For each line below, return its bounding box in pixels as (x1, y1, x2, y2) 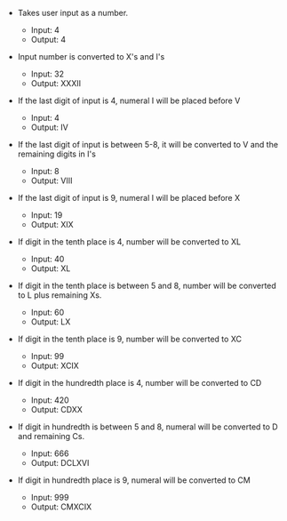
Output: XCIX (30, 360, 80, 371)
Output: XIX (30, 220, 74, 229)
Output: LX (30, 317, 71, 327)
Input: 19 (30, 210, 63, 220)
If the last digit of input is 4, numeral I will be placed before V (17, 95, 241, 106)
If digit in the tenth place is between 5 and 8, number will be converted (17, 280, 277, 291)
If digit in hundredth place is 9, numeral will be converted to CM (17, 475, 251, 485)
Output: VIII (30, 175, 73, 186)
